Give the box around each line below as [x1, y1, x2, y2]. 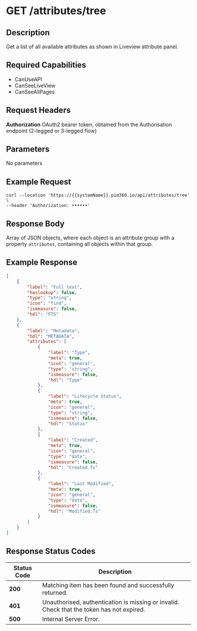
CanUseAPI [14, 75, 43, 83]
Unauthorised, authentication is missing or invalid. [42, 598, 180, 606]
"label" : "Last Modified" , [47, 481, 114, 487]
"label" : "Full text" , [27, 284, 83, 290]
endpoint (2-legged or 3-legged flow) [6, 127, 97, 134]
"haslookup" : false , [27, 289, 77, 295]
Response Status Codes [6, 546, 96, 556]
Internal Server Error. [42, 615, 100, 623]
